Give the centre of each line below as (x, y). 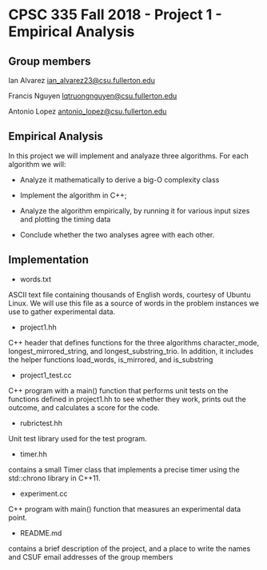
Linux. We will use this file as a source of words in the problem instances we (134, 303)
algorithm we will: (37, 164)
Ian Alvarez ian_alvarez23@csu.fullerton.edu (82, 80)
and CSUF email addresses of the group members (91, 556)
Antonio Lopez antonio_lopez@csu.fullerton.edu (88, 111)
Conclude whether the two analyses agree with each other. (117, 234)
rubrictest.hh (41, 423)
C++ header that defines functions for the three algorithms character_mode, (134, 342)
